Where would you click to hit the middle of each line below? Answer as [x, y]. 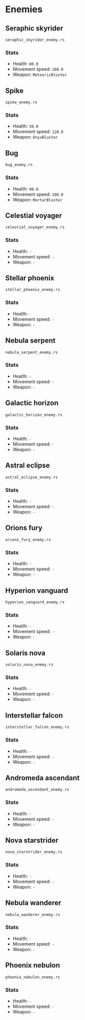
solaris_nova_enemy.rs [29, 665]
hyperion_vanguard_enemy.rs [35, 602]
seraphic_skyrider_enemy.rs [35, 40]
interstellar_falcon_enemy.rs [37, 727]
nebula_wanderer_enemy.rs [33, 914]
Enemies [24, 9]
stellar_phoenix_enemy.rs [33, 290]
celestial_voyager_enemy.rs [35, 227]
